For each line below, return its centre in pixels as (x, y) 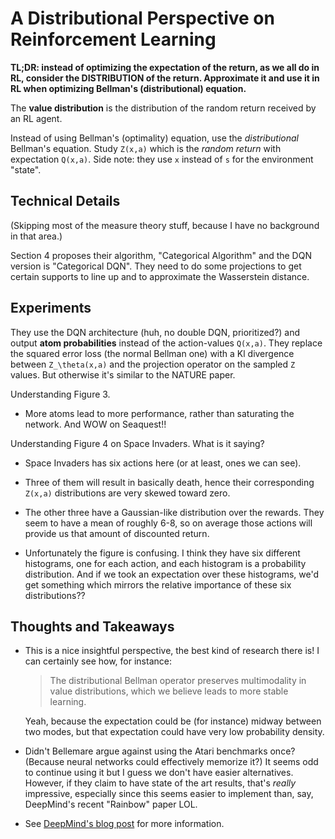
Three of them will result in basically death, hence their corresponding (169, 482)
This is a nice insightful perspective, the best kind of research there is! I (172, 651)
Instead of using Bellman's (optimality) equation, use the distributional (154, 138)
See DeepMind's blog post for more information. (124, 824)
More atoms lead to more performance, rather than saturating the (159, 413)
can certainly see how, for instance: (98, 661)
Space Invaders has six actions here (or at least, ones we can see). (163, 463)
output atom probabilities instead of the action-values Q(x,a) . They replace (166, 343)
